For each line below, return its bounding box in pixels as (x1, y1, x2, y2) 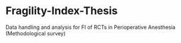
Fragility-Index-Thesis (5, 4, 118, 18)
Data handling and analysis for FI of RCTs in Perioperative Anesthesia (5, 24, 176, 31)
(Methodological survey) (5, 29, 66, 37)
